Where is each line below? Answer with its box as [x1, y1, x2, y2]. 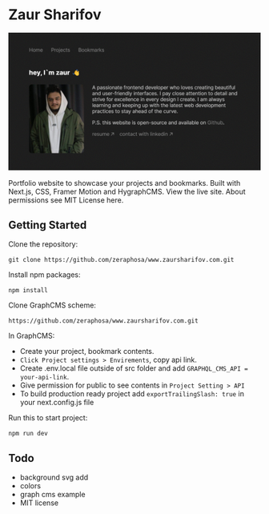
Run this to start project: [8, 413, 88, 423]
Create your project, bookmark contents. [19, 347, 155, 356]
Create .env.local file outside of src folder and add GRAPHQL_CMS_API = [19, 363, 248, 373]
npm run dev [8, 430, 48, 438]
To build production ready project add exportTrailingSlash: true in [19, 389, 244, 399]
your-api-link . [19, 372, 70, 382]
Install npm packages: [8, 270, 81, 279]
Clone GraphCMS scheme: [8, 300, 96, 310]
